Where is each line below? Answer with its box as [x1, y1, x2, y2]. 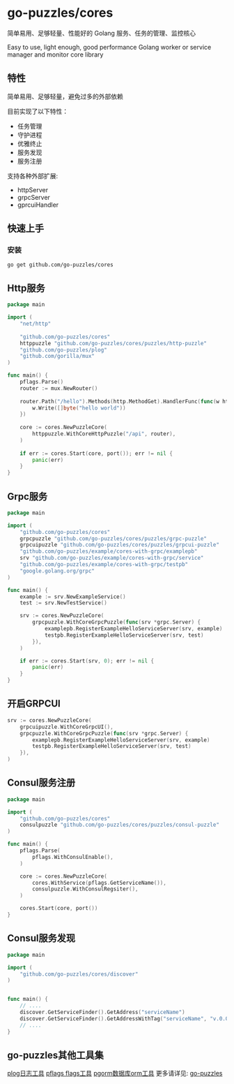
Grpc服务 [7, 491, 48, 503]
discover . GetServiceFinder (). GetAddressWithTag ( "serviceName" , [19, 1015, 208, 1022]
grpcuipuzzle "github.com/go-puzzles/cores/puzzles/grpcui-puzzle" [19, 542, 219, 549]
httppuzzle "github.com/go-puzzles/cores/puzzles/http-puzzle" [19, 340, 208, 347]
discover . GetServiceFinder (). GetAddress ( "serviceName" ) [19, 1009, 186, 1016]
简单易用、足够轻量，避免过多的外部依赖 [7, 92, 123, 101]
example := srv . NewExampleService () [19, 593, 127, 600]
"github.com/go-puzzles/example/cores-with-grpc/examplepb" [19, 548, 198, 555]
